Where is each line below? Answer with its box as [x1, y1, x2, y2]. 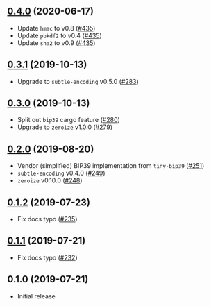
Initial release [17, 291, 56, 300]
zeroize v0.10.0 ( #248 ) [17, 176, 83, 185]
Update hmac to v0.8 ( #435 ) [17, 24, 96, 32]
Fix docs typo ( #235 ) [17, 215, 78, 223]
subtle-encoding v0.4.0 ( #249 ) [17, 169, 105, 178]
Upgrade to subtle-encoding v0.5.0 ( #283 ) [17, 77, 139, 85]
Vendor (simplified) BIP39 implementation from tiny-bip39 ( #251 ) [17, 162, 205, 170]
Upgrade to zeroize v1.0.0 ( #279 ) [17, 123, 113, 131]
